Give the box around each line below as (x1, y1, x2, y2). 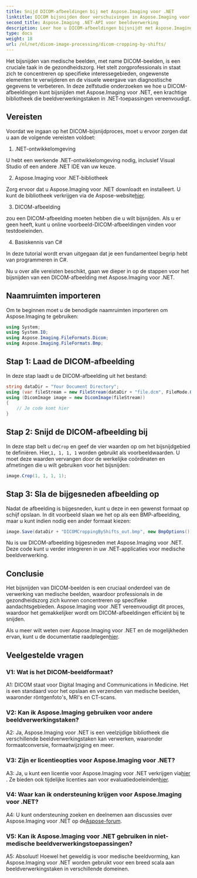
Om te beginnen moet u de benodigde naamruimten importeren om (6, 306, 168, 313)
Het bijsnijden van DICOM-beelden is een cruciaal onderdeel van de (6, 584, 171, 591)
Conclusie (6, 568, 44, 579)
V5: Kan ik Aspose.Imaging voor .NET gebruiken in (6, 832, 154, 840)
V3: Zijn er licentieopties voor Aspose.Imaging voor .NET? (6, 756, 175, 765)
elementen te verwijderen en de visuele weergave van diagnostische (6, 76, 172, 83)
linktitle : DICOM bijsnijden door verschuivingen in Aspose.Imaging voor (6, 14, 191, 20)
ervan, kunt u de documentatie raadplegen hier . (6, 633, 120, 641)
